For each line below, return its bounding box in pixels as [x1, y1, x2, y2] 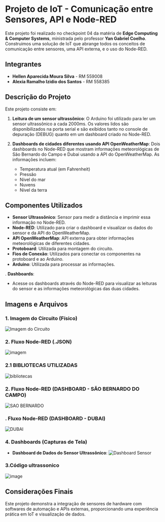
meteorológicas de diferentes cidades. [12, 241, 91, 246]
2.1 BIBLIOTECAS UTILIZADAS [5, 362, 78, 369]
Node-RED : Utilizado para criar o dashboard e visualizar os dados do [12, 225, 153, 231]
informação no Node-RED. [12, 219, 66, 225]
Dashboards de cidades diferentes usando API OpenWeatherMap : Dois [12, 140, 161, 146]
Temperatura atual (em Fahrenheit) [19, 166, 91, 172]
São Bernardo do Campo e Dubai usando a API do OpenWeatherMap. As [12, 151, 160, 157]
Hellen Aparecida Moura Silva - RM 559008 [12, 73, 103, 79]
